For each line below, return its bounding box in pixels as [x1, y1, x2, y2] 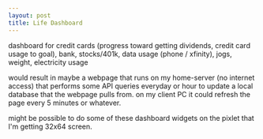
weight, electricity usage [8, 57, 88, 67]
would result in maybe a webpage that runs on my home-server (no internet [8, 73, 255, 82]
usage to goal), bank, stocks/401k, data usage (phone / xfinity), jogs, [8, 49, 233, 58]
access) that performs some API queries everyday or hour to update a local [8, 81, 254, 91]
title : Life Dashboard [8, 19, 83, 27]
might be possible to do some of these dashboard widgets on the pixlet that [8, 113, 254, 122]
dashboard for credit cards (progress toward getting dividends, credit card [8, 40, 251, 50]
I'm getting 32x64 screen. [8, 122, 92, 131]
